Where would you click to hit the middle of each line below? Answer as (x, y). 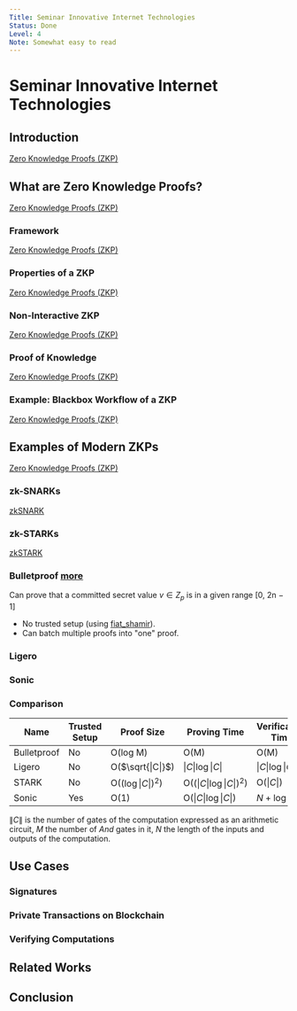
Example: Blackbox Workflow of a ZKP (93, 400)
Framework (34, 230)
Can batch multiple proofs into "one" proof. (100, 634)
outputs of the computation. (60, 838)
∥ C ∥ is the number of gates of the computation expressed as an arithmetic (144, 820)
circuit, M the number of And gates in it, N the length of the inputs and (137, 828)
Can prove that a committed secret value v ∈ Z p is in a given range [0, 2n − (147, 596)
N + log (271, 797)
